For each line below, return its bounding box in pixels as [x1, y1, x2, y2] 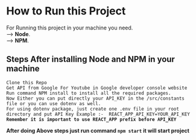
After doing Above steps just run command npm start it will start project [6, 127, 190, 134]
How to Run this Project [6, 4, 126, 18]
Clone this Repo [6, 79, 47, 85]
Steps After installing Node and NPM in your [6, 54, 175, 64]
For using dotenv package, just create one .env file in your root [6, 106, 180, 112]
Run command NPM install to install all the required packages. [6, 90, 171, 96]
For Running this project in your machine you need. [6, 24, 133, 31]
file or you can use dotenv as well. [6, 100, 101, 106]
